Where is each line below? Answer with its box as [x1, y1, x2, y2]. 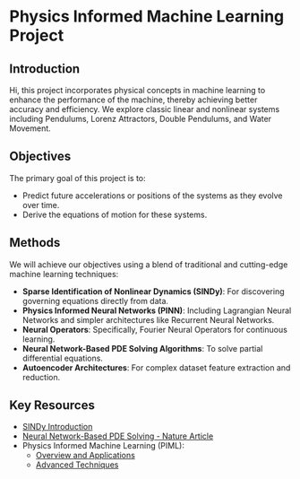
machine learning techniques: [9, 268, 119, 279]
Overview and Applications [35, 450, 136, 461]
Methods [9, 235, 61, 250]
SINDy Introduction [21, 422, 93, 432]
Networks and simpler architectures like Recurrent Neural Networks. [21, 314, 275, 325]
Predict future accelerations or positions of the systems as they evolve [21, 190, 284, 201]
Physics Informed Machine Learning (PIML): [21, 440, 185, 451]
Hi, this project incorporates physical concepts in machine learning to [9, 85, 266, 95]
